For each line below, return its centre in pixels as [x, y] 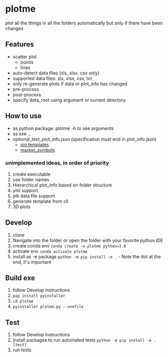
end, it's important [32, 262]
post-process [27, 94]
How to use [23, 116]
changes [15, 28]
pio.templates [35, 144]
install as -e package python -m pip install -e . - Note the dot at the [87, 256]
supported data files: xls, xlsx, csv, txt [52, 78]
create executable [32, 174]
